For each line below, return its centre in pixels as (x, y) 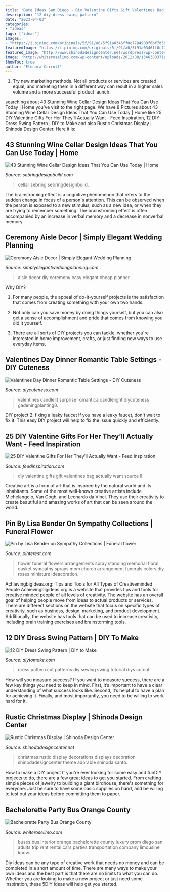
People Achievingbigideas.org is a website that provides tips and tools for (82, 590)
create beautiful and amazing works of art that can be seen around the (79, 502)
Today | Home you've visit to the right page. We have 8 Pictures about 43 (82, 107)
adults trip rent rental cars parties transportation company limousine (89, 847)
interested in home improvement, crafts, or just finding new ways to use (87, 338)
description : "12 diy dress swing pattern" (52, 15)
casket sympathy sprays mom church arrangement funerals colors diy (91, 569)
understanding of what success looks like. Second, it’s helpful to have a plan (85, 690)
